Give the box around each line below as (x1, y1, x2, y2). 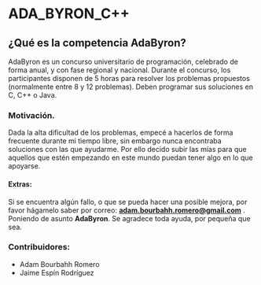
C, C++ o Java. (8, 91, 57, 99)
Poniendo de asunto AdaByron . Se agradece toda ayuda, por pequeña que (8, 213, 251, 223)
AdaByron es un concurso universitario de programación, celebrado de (8, 57, 238, 66)
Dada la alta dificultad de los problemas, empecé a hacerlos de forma (8, 128, 233, 138)
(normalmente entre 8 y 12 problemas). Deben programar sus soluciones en (8, 82, 254, 91)
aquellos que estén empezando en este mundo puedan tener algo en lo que (8, 153, 253, 162)
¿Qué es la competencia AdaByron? (8, 36, 187, 50)
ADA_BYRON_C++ (8, 5, 130, 23)
